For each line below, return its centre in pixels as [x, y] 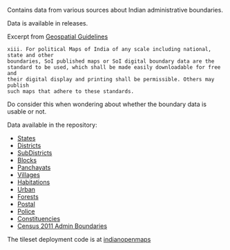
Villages [28, 175]
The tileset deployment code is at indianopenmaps [79, 239]
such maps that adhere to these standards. [71, 92]
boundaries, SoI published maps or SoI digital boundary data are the [111, 61]
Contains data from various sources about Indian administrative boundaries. [115, 10]
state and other [30, 55]
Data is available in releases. [48, 23]
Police [26, 211]
